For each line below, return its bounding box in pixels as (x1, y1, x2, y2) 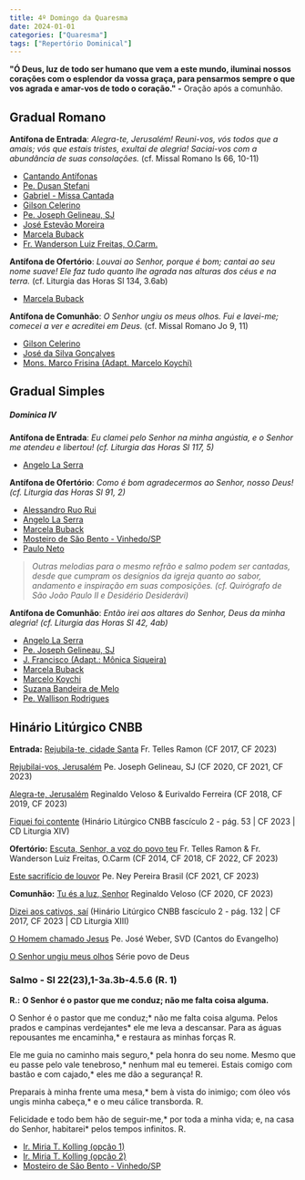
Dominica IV (9, 409, 57, 420)
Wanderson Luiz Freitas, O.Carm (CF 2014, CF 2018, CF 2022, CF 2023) (9, 853, 279, 864)
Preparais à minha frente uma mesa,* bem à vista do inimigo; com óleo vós (9, 1086, 291, 1097)
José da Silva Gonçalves (22, 348, 116, 359)
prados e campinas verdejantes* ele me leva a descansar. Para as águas (9, 1021, 282, 1032)
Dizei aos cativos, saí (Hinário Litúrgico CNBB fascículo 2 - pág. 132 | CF (9, 906, 281, 917)
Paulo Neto (22, 543, 66, 554)
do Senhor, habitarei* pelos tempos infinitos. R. (9, 1123, 187, 1134)
